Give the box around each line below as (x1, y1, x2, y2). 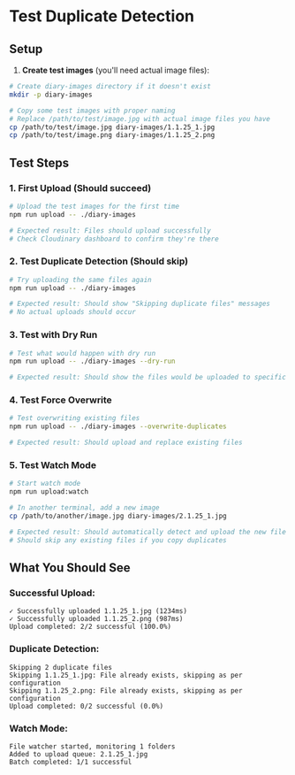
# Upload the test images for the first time (9, 202, 179, 211)
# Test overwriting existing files (9, 414, 140, 423)
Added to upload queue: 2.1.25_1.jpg (9, 749, 148, 758)
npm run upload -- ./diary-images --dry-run (9, 357, 176, 366)
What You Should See (9, 560, 131, 576)
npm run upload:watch (9, 487, 89, 496)
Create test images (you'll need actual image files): (21, 65, 210, 75)
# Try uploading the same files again (9, 275, 152, 284)
